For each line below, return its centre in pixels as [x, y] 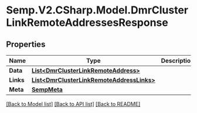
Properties [26, 44]
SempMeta [47, 90]
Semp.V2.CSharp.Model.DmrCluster [97, 10]
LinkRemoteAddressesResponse [87, 23]
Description [178, 61]
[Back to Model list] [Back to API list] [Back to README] [73, 104]
